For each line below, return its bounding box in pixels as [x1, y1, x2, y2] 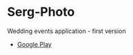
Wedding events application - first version [7, 27, 126, 35]
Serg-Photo [7, 4, 75, 20]
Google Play [17, 40, 52, 48]
